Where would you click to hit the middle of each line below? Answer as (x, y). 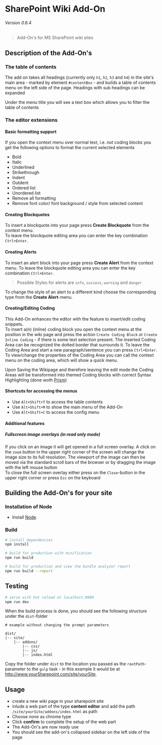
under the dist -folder (27, 616)
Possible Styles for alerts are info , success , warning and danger (79, 282)
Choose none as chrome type (42, 717)
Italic (17, 162)
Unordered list (26, 193)
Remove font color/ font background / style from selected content (77, 203)
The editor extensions (31, 120)
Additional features (25, 423)
